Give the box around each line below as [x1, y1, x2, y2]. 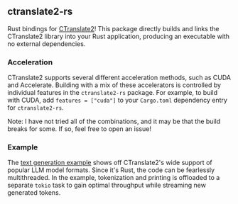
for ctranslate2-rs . [7, 103, 64, 112]
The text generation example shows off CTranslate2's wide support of [7, 159, 212, 167]
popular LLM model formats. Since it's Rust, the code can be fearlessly [7, 166, 215, 174]
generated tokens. [7, 188, 61, 197]
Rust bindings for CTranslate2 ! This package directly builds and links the [7, 24, 220, 33]
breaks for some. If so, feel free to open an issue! [7, 125, 151, 133]
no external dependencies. [7, 39, 86, 48]
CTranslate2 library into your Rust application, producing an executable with [7, 32, 229, 40]
